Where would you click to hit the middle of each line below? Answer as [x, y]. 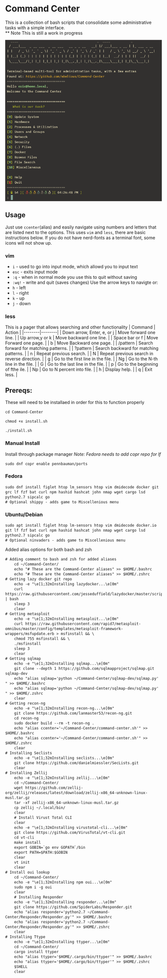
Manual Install [23, 443]
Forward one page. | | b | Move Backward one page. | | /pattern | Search [79, 343]
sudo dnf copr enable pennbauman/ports [46, 464]
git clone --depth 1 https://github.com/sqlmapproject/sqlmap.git [84, 669]
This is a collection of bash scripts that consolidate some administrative [78, 22]
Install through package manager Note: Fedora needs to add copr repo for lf [83, 454]
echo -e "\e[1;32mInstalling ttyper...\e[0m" [62, 942]
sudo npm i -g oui [33, 888]
